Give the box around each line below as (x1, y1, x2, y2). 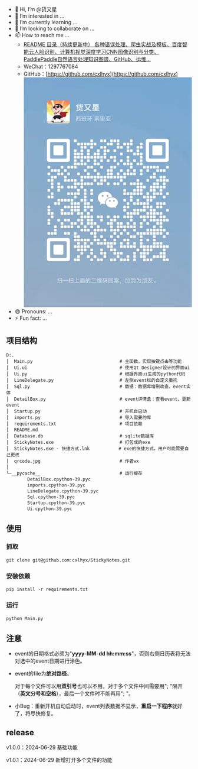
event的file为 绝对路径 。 (14, 670, 72, 677)
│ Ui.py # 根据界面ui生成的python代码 (6, 371, 186, 377)
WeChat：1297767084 (23, 63, 78, 70)
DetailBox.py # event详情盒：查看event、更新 (14, 396, 191, 403)
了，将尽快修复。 (14, 710, 57, 717)
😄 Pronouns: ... (14, 308, 53, 315)
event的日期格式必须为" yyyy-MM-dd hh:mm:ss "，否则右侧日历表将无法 (14, 650, 191, 657)
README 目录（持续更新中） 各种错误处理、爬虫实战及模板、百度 (23, 41, 183, 48)
